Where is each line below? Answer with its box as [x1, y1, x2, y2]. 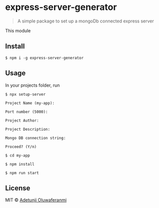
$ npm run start [5, 170, 39, 176]
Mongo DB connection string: [5, 135, 66, 141]
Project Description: [5, 127, 50, 132]
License [5, 184, 30, 192]
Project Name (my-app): [5, 100, 55, 106]
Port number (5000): [5, 109, 48, 114]
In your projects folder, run [5, 82, 60, 88]
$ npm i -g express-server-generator [5, 55, 84, 60]
